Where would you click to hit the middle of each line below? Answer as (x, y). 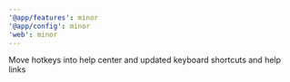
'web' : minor (33, 34)
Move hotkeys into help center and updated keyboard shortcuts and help (145, 60)
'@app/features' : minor (54, 18)
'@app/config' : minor (50, 26)
